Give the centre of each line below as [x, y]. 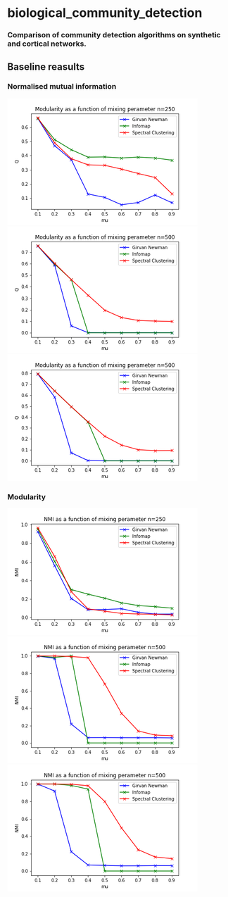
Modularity [27, 496]
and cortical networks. [47, 44]
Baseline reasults [46, 67]
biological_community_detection [105, 13]
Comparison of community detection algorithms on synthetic [114, 35]
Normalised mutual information [62, 87]
